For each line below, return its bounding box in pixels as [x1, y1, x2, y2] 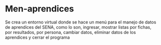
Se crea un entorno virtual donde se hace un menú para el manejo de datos [5, 19, 157, 25]
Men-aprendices [5, 3, 74, 14]
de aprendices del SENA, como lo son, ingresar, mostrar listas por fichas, [5, 24, 152, 30]
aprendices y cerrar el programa [5, 34, 70, 40]
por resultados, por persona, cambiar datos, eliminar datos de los [5, 29, 136, 35]
